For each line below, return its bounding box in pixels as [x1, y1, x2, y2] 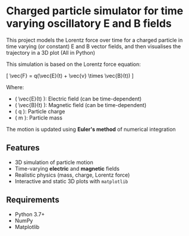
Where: [6, 83, 24, 90]
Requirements [6, 195, 59, 205]
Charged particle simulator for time [6, 4, 184, 18]
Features [6, 143, 40, 153]
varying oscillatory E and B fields [6, 17, 172, 30]
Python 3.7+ [14, 210, 45, 218]
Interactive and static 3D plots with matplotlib [14, 177, 128, 185]
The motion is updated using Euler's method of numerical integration [6, 125, 177, 133]
